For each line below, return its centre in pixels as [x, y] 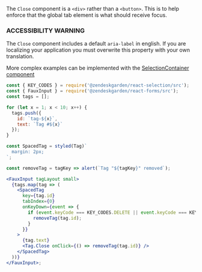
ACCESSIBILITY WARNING [46, 31]
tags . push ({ [27, 113]
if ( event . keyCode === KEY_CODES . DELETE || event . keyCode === [107, 213]
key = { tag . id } [38, 196]
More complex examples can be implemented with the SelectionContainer [98, 68]
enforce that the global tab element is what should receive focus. [87, 15]
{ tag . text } [36, 240]
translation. [20, 56]
